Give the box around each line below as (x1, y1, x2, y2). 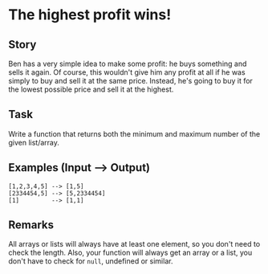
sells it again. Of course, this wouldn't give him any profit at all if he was (8, 67, 246, 77)
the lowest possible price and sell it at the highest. (8, 84, 174, 94)
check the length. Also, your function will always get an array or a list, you (8, 247, 253, 258)
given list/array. (8, 137, 60, 147)
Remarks (8, 219, 55, 232)
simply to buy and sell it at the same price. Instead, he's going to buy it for (8, 76, 253, 85)
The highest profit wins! (8, 6, 172, 24)
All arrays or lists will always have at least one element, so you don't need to (8, 239, 261, 249)
